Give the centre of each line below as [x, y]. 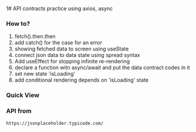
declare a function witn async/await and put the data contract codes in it [102, 67]
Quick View [23, 95]
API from [19, 111]
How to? [18, 23]
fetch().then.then [35, 36]
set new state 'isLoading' [45, 74]
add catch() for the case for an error [58, 43]
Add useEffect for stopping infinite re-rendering [72, 62]
